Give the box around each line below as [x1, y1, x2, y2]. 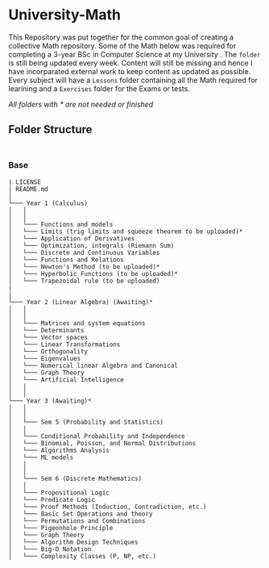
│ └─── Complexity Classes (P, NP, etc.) [8, 552, 157, 560]
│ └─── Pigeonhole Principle [8, 524, 114, 532]
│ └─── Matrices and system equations [8, 319, 147, 328]
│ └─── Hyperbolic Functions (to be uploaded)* [8, 269, 179, 278]
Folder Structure [8, 123, 93, 136]
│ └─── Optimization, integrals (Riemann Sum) [8, 241, 175, 249]
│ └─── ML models [8, 453, 74, 461]
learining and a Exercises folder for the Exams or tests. [8, 83, 191, 94]
